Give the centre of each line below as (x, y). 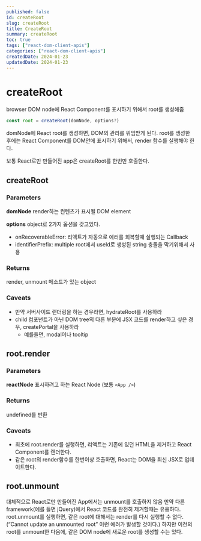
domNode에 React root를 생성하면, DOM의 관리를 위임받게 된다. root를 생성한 (98, 133)
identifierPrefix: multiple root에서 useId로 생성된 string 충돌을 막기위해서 (102, 244)
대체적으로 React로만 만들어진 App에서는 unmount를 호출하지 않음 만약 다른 (96, 501)
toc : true (19, 40)
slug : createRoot (28, 23)
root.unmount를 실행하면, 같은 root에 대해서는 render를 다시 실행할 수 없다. (95, 516)
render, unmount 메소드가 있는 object (51, 282)
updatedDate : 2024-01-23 (37, 62)
